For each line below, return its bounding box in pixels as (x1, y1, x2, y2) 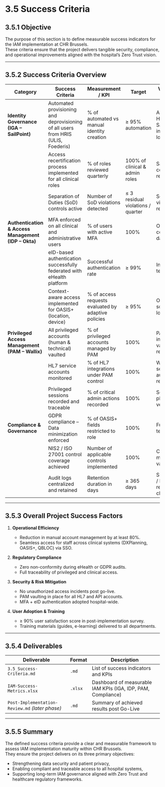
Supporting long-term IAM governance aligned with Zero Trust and (12, 771, 148, 777)
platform (48, 279, 68, 286)
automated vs (87, 115, 119, 122)
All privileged (48, 326, 79, 333)
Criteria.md (7, 671, 36, 677)
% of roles (87, 160, 111, 167)
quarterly (87, 172, 109, 179)
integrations (87, 365, 115, 372)
